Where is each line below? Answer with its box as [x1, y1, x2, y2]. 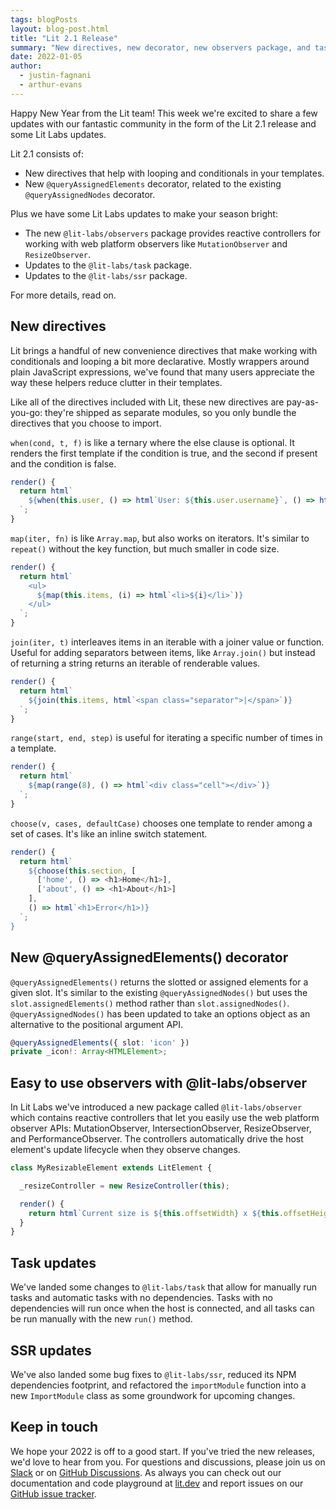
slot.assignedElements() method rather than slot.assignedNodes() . [10, 997, 290, 1009]
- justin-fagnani [19, 71, 92, 81]
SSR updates [10, 1342, 92, 1359]
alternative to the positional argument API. [10, 1018, 184, 1030]
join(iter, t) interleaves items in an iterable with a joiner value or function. [10, 636, 325, 648]
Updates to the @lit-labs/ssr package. [24, 269, 188, 281]
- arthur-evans [19, 80, 83, 90]
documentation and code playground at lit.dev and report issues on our [10, 1477, 304, 1489]
